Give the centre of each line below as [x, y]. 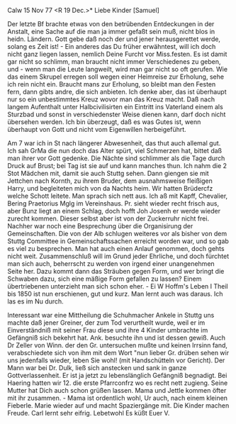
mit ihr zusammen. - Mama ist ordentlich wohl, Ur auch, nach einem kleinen [118, 398]
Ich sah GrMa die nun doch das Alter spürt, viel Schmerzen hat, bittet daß [114, 151]
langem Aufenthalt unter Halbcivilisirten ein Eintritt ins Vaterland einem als [115, 107]
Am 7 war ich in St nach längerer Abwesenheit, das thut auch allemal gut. [114, 143]
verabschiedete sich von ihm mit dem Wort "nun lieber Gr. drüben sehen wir [118, 353]
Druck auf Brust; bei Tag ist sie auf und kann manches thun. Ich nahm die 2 [117, 166]
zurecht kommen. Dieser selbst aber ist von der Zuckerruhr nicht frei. [108, 218]
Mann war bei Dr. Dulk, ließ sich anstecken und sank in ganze [97, 368]
